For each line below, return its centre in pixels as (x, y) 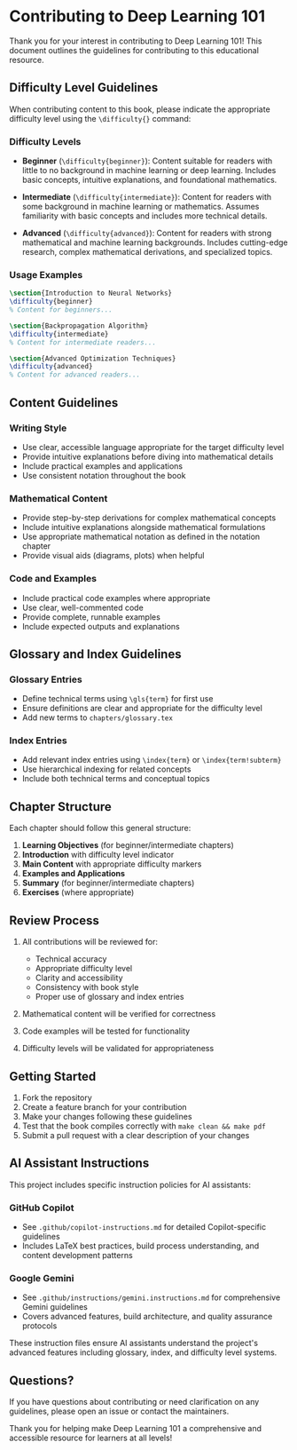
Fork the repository (57, 1097)
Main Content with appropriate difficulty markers (112, 864)
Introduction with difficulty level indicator (98, 855)
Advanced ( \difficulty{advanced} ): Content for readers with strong (147, 234)
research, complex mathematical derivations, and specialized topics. (147, 252)
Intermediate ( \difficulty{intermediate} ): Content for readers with (147, 197)
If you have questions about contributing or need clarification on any (134, 1402)
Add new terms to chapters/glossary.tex (97, 717)
